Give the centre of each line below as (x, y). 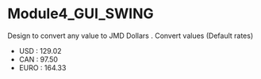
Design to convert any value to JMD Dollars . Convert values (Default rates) (130, 36)
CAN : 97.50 (38, 59)
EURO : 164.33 (42, 67)
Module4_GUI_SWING (81, 14)
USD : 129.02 (40, 51)
